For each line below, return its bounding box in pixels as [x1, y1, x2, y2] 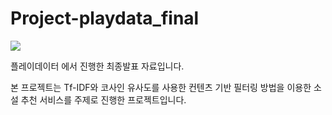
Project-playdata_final [10, 7, 200, 30]
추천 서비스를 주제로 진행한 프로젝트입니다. [20, 93, 187, 106]
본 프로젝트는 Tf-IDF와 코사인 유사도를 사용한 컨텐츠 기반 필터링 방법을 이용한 [10, 81, 312, 93]
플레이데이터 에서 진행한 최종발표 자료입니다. [10, 60, 185, 72]
